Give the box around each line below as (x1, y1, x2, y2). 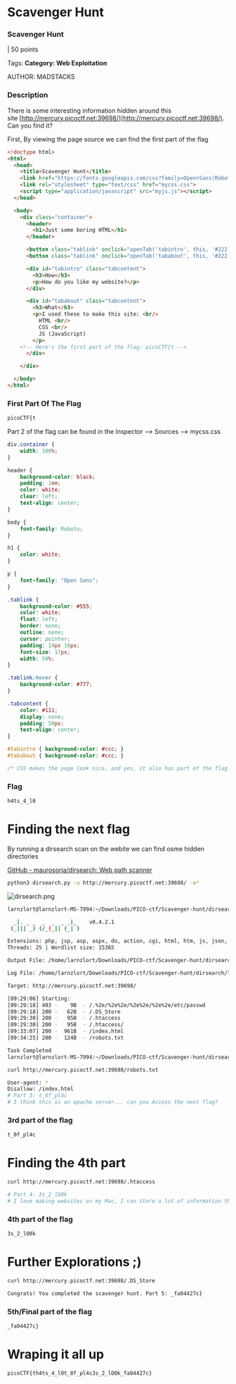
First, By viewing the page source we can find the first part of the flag (7, 135, 209, 143)
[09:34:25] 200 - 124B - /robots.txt (7, 1035, 124, 1042)
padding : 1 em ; (20, 480, 61, 487)
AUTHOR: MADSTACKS (7, 73, 75, 81)
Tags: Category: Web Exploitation (7, 59, 107, 68)
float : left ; (20, 616, 58, 623)
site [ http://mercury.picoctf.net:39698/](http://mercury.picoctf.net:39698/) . (7, 113, 225, 122)
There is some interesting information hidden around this (7, 106, 172, 115)
